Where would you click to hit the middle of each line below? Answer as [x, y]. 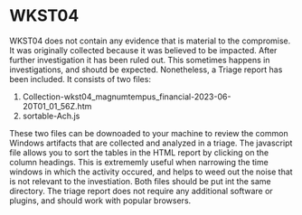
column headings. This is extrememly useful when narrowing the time [139, 162]
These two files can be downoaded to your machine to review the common [149, 133]
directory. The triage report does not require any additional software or [141, 191]
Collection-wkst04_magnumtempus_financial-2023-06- [127, 97]
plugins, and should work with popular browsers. [100, 201]
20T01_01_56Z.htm [57, 106]
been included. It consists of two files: [80, 79]
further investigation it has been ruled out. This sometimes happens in [140, 60]
